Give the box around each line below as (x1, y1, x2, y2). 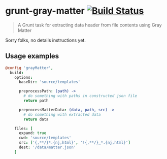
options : (14, 75, 33, 80)
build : (10, 70, 24, 75)
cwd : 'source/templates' (18, 135, 72, 141)
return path (23, 98, 49, 103)
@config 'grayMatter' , (5, 65, 53, 71)
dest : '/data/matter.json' (18, 145, 76, 150)
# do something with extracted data (23, 112, 101, 117)
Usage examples (5, 52, 59, 60)
